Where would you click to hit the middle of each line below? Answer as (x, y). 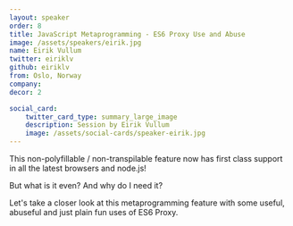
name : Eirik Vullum (46, 51)
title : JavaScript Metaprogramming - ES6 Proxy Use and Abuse (127, 34)
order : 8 (25, 26)
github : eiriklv (39, 68)
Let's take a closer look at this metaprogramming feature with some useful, (147, 203)
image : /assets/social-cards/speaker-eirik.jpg (115, 134)
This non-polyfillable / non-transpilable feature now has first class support (146, 159)
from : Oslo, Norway (46, 76)
